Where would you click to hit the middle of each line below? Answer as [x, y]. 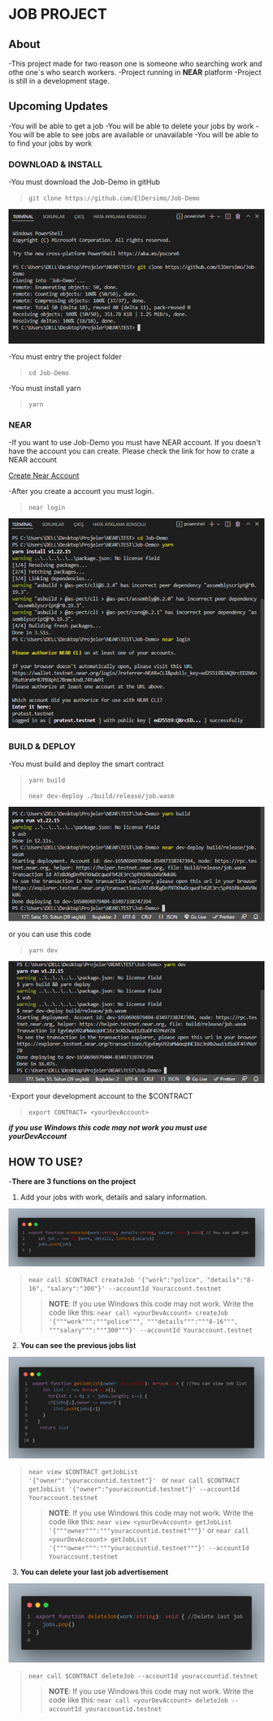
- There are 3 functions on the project [72, 1181]
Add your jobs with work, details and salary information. [113, 1197]
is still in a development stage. [59, 81]
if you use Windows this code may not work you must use [108, 1128]
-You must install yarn [45, 388]
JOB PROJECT [58, 14]
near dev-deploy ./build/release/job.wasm [101, 796]
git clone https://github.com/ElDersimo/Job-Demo [114, 199]
